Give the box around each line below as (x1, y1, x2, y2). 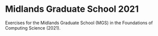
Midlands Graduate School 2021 (5, 3, 139, 15)
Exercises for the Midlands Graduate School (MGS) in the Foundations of (5, 20, 153, 26)
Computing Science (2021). (5, 25, 61, 31)
